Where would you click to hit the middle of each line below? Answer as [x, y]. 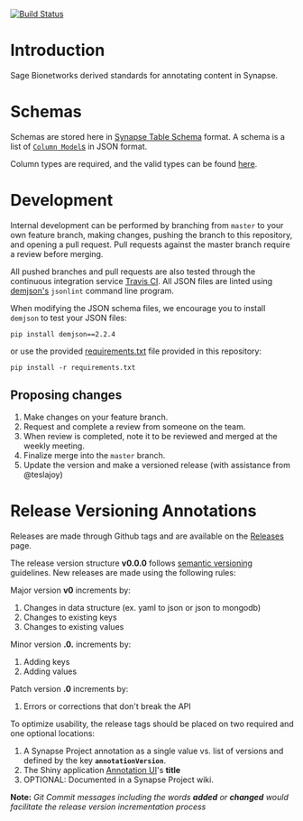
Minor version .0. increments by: [71, 644]
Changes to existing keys [70, 617]
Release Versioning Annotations [133, 511]
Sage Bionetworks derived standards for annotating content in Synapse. [144, 75]
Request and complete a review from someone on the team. [134, 426]
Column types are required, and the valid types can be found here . [134, 163]
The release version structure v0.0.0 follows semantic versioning [132, 563]
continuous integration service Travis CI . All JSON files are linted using [142, 281]
